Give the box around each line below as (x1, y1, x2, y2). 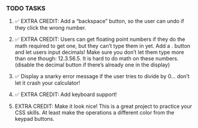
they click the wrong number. (14, 24, 87, 31)
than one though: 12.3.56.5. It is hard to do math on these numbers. (14, 55, 179, 62)
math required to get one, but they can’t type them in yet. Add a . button (14, 43, 191, 50)
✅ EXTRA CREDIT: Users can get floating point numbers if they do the (14, 36, 186, 43)
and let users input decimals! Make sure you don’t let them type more (14, 49, 184, 56)
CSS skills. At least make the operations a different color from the (14, 109, 175, 116)
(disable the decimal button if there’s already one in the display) (14, 61, 170, 69)
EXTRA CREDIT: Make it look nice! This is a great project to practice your (14, 103, 193, 110)
